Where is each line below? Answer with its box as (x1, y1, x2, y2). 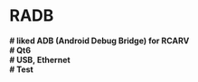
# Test (9, 64, 33, 75)
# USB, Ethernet (9, 54, 71, 65)
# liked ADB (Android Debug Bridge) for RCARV (9, 35, 190, 46)
